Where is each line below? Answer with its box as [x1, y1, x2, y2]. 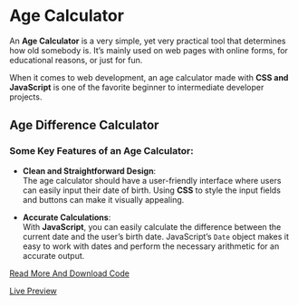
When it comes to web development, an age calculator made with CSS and [9, 71, 289, 82]
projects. [9, 91, 43, 102]
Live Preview [9, 285, 57, 296]
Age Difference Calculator [9, 118, 159, 133]
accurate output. [22, 250, 85, 261]
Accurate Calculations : [22, 212, 111, 223]
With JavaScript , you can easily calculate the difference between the [22, 221, 282, 232]
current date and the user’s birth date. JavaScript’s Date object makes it [22, 231, 290, 242]
